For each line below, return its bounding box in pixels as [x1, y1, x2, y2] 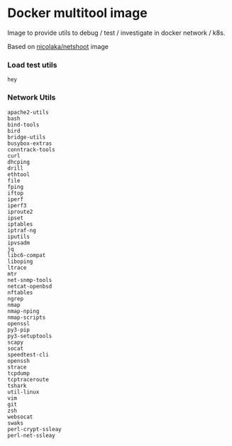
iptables [7, 220, 33, 228]
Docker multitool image [7, 5, 148, 21]
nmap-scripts [7, 314, 46, 321]
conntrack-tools [7, 146, 55, 153]
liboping [7, 258, 33, 265]
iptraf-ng [7, 227, 37, 234]
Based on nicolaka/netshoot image [7, 42, 109, 50]
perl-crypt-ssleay [7, 425, 62, 433]
